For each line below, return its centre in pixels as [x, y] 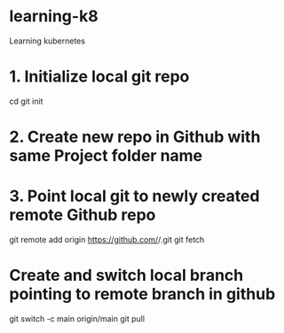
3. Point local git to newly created [134, 196]
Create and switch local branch [126, 275]
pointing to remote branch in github [142, 294]
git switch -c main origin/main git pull [77, 318]
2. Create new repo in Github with [135, 137]
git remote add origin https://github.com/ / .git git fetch [107, 240]
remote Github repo [83, 215]
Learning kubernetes [47, 41]
